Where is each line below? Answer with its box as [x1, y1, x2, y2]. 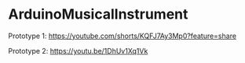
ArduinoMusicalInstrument [8, 5, 188, 23]
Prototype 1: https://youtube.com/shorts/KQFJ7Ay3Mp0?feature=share [8, 31, 237, 40]
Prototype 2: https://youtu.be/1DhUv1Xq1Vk [8, 46, 148, 55]
